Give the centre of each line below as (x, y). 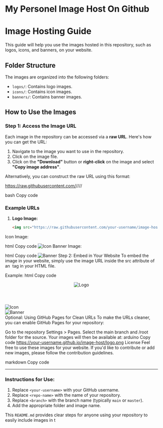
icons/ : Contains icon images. (42, 92)
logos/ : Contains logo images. (42, 86)
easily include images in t (30, 420)
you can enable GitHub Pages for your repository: (55, 322)
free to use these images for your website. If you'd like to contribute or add (80, 348)
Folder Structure (30, 65)
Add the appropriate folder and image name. (56, 406)
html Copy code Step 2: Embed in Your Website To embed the (77, 255)
